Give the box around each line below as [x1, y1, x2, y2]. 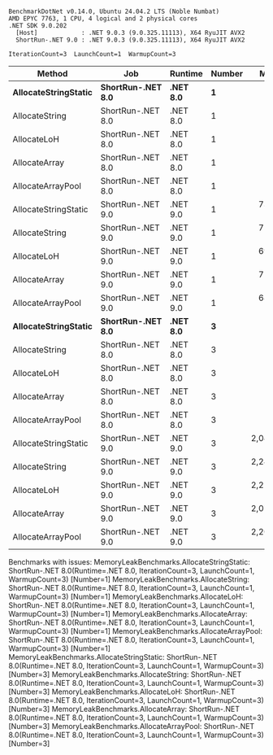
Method [37, 68, 68, 79]
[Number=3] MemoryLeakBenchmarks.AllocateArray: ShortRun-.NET [8, 705, 240, 714]
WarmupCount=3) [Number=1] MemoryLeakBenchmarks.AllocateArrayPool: [8, 626, 262, 635]
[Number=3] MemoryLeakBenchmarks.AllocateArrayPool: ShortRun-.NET [8, 722, 255, 731]
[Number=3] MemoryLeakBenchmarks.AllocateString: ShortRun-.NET [8, 670, 242, 679]
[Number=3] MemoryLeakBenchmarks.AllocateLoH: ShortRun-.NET [8, 687, 236, 696]
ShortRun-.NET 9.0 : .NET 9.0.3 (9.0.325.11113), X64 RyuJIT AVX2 [15, 36, 245, 44]
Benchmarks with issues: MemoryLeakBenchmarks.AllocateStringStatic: [8, 557, 250, 566]
